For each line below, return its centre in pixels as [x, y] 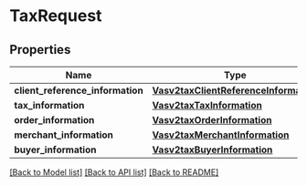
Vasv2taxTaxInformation [207, 105]
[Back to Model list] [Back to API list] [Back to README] [114, 172]
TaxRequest [56, 16]
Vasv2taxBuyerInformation [212, 150]
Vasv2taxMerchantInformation [221, 135]
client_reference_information [79, 90]
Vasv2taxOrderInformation [212, 120]
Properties [40, 50]
